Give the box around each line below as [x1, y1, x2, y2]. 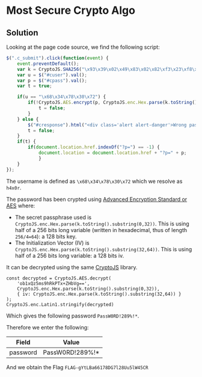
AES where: [6, 202, 35, 209]
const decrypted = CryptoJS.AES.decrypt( [6, 275, 112, 281]
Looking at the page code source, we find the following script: [6, 43, 161, 51]
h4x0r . [6, 184, 22, 191]
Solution [6, 28, 38, 38]
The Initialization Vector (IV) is [14, 239, 90, 247]
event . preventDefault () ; [17, 61, 79, 67]
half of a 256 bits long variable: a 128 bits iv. [14, 252, 124, 259]
